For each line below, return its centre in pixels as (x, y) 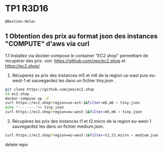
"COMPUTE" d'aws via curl (47, 44)
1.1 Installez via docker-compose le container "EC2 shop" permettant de (77, 55)
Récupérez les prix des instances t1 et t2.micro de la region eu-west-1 (81, 121)
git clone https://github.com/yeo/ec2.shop (50, 89)
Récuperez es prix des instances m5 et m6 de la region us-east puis (80, 75)
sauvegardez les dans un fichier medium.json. (58, 126)
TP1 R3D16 (27, 8)
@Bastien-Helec (20, 21)
